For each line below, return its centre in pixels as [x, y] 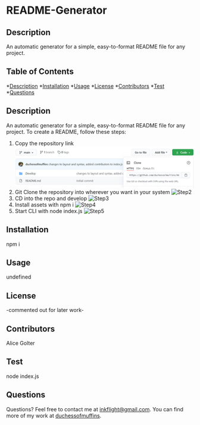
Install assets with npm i [44, 204]
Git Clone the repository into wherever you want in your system [92, 192]
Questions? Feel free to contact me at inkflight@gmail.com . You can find [95, 409]
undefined [19, 277]
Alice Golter [21, 343]
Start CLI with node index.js [49, 211]
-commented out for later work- [45, 310]
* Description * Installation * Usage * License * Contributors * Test [85, 86]
